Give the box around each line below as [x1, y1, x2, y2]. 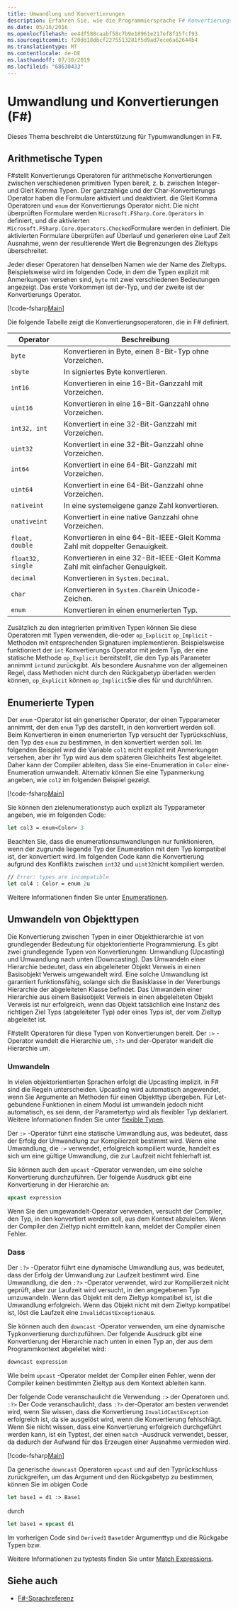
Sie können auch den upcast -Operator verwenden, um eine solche [7, 1165, 203, 1173]
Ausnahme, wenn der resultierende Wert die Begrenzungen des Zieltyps [7, 239, 218, 248]
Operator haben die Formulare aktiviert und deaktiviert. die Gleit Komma [7, 194, 217, 203]
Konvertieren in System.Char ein [63, 585, 166, 595]
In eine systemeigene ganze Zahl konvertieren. [63, 501, 220, 511]
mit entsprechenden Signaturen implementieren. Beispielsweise [38, 638, 225, 647]
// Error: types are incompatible [7, 874, 110, 881]
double [11, 541, 33, 550]
